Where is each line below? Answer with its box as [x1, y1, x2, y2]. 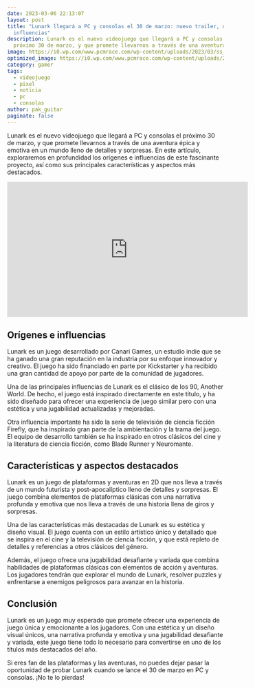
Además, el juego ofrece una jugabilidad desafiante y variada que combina [7, 556, 219, 564]
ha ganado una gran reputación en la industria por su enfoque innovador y [7, 355, 218, 363]
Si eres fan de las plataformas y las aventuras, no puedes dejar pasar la [7, 658, 210, 667]
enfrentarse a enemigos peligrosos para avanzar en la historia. [7, 578, 184, 586]
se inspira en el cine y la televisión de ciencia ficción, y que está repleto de [7, 535, 219, 544]
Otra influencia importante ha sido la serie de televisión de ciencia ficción [7, 418, 215, 427]
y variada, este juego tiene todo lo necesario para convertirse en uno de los [7, 638, 221, 647]
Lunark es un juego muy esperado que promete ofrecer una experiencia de [7, 616, 220, 625]
